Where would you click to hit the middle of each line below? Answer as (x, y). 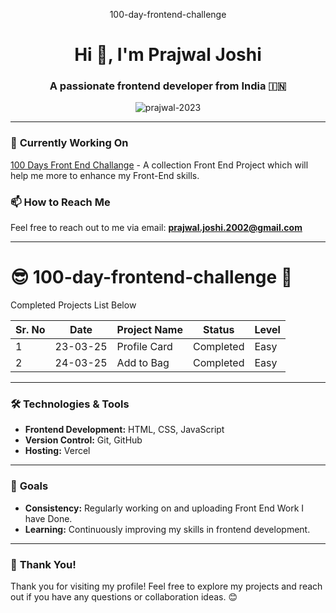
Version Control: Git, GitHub (83, 440)
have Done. (48, 518)
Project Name (149, 330)
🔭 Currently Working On (69, 143)
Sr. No (30, 330)
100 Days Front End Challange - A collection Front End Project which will (159, 165)
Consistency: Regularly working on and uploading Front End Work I (164, 508)
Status (218, 330)
